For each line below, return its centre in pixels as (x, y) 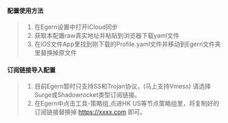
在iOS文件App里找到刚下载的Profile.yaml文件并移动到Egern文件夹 (128, 44)
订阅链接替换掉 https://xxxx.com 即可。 (90, 112)
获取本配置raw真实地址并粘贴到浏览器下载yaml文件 (107, 36)
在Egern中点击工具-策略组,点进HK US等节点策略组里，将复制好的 (127, 104)
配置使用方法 (25, 10)
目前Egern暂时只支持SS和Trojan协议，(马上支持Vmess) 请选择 (123, 87)
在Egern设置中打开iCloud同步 (76, 27)
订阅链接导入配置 (31, 69)
